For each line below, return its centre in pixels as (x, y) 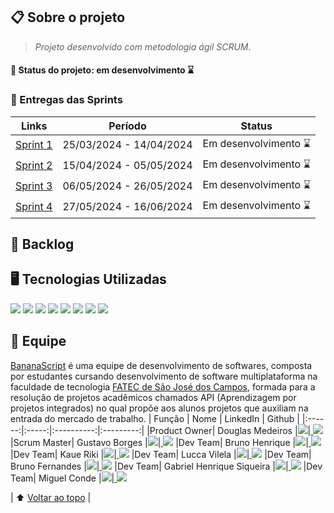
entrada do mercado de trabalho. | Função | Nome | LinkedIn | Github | (155, 418)
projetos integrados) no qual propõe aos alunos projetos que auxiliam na (159, 408)
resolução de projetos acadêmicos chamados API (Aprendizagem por (153, 397)
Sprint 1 (34, 145)
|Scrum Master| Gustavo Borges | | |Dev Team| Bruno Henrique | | (159, 442)
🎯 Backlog (42, 244)
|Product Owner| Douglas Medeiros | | (229, 430)
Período (127, 126)
